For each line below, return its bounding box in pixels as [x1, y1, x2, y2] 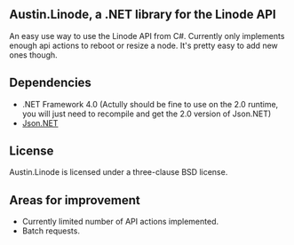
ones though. [9, 49, 58, 60]
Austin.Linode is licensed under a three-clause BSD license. [9, 167, 228, 178]
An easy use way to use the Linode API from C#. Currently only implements [9, 30, 285, 41]
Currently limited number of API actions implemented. [21, 217, 219, 227]
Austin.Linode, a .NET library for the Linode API [9, 7, 277, 22]
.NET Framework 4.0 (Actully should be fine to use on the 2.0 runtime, [21, 99, 279, 109]
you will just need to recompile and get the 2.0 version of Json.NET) [21, 108, 272, 119]
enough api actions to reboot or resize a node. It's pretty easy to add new [9, 40, 278, 51]
